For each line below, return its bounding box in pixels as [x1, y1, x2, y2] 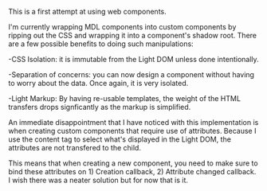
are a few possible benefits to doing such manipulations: [8, 39, 194, 49]
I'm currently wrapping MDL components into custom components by [8, 22, 237, 31]
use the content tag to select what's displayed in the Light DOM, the [8, 134, 231, 144]
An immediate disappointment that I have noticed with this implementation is [8, 118, 259, 127]
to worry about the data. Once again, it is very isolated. [8, 79, 189, 88]
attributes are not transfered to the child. [8, 143, 142, 152]
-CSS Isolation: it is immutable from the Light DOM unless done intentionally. [8, 55, 259, 64]
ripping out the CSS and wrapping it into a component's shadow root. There [8, 31, 257, 40]
